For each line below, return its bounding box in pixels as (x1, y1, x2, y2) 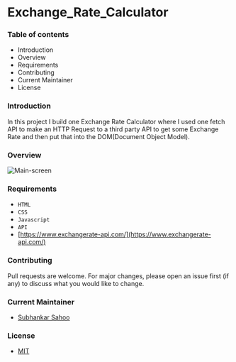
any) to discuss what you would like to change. (7, 279, 145, 287)
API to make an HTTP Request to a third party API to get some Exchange (7, 125, 219, 133)
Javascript (17, 216, 50, 224)
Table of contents (7, 30, 69, 40)
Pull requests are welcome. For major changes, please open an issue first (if (7, 271, 229, 280)
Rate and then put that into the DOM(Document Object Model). (7, 132, 190, 141)
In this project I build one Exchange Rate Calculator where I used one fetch (7, 117, 225, 126)
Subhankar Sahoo (17, 313, 70, 322)
